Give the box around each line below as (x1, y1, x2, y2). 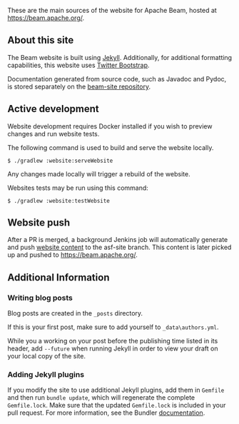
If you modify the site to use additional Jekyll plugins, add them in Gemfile (7, 385, 225, 395)
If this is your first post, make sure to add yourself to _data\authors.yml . (7, 323, 219, 331)
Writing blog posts (7, 293, 73, 303)
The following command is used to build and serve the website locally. (7, 143, 214, 152)
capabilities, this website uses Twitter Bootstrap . (7, 61, 150, 69)
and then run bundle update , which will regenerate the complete (7, 393, 195, 402)
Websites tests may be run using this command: (7, 183, 148, 192)
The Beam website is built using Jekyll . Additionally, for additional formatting (7, 53, 233, 61)
